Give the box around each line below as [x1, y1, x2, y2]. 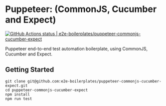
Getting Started [5, 65, 54, 74]
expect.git [5, 83, 28, 88]
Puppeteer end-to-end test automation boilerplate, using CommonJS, [5, 45, 148, 51]
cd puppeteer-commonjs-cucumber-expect [5, 87, 88, 92]
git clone [5, 78, 26, 83]
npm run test [5, 96, 32, 101]
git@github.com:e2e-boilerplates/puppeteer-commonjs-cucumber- [27, 78, 162, 83]
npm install [5, 91, 30, 97]
